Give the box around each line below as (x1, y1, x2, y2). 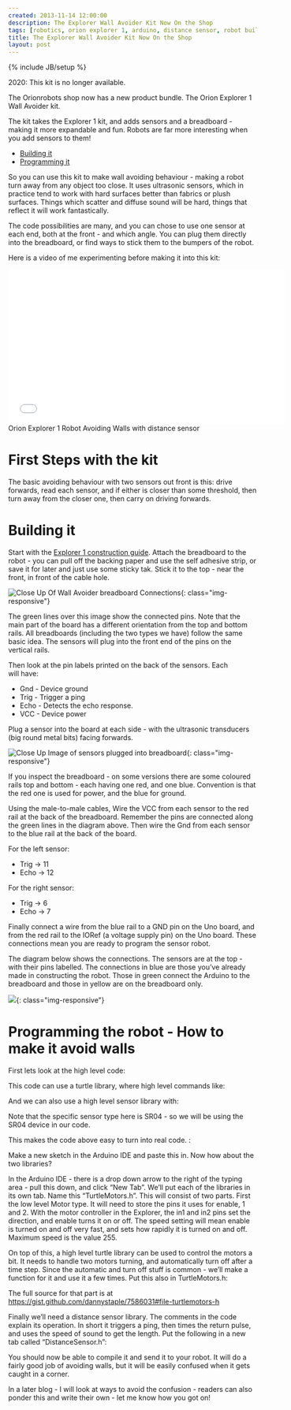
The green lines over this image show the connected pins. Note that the (8, 612, 241, 621)
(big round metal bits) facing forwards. (8, 733, 134, 742)
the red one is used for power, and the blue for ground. (8, 789, 187, 798)
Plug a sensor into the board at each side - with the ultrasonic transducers (8, 724, 250, 734)
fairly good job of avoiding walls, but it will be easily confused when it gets (8, 1360, 251, 1370)
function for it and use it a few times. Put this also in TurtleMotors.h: (8, 1273, 229, 1282)
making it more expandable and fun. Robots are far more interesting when (8, 125, 248, 135)
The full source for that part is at (8, 1288, 114, 1297)
